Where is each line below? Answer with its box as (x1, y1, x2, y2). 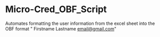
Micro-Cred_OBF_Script (5, 4, 107, 15)
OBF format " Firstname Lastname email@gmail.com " (5, 25, 116, 31)
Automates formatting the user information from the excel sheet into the (5, 20, 155, 26)
